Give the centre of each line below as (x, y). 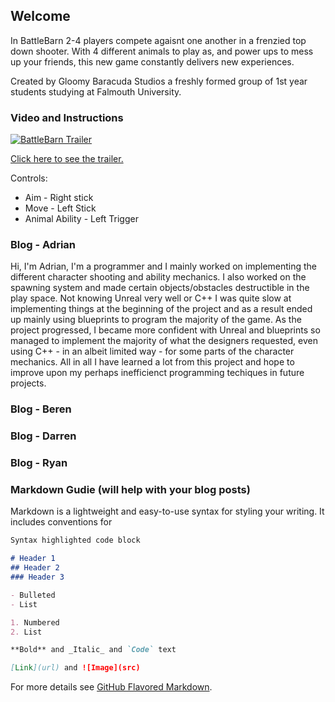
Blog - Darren (43, 436)
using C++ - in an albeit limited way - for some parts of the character (152, 351)
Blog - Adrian (43, 245)
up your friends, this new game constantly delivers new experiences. (152, 61)
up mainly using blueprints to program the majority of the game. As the (156, 320)
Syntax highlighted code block (75, 540)
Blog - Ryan (39, 463)
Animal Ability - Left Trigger (81, 219)
